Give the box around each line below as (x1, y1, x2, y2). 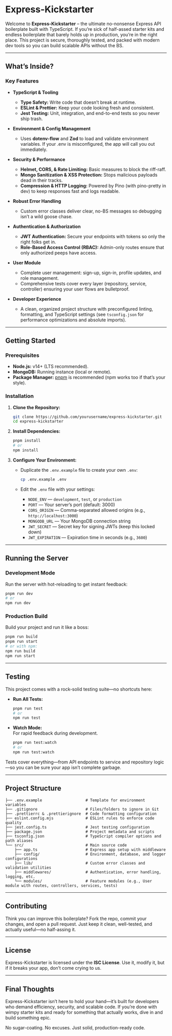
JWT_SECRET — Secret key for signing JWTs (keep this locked (28, 523, 155, 529)
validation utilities (5, 865, 52, 870)
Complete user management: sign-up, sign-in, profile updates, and (20, 270, 162, 276)
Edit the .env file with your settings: (20, 486, 95, 492)
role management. (20, 275, 59, 281)
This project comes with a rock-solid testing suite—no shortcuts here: (5, 686, 153, 692)
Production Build (5, 612, 48, 620)
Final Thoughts (5, 985, 55, 993)
